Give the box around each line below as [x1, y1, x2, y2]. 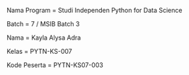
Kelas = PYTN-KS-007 [6, 47, 72, 55]
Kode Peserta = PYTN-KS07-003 [6, 61, 103, 69]
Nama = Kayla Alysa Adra [6, 33, 81, 42]
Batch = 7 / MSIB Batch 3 [6, 20, 80, 28]
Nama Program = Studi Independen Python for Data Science [6, 6, 183, 14]
